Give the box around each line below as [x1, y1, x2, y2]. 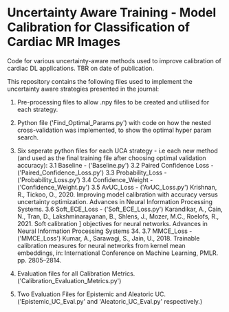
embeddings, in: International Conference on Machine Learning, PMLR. [17, 249, 219, 257]
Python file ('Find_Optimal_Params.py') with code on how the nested [17, 118, 211, 126]
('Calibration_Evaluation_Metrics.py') [17, 276, 122, 285]
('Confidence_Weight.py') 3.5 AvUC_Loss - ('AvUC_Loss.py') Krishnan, [17, 183, 217, 191]
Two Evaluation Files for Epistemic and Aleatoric [17, 290, 154, 298]
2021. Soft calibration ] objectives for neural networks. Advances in [17, 219, 208, 227]
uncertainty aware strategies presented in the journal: [7, 85, 160, 93]
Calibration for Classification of [7, 19, 190, 35]
